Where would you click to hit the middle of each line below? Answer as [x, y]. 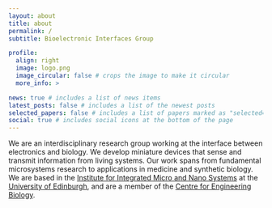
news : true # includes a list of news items [85, 98]
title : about [30, 23]
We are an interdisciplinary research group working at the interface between [136, 143]
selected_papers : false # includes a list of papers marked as [117, 113]
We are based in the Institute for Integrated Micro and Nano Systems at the [133, 178]
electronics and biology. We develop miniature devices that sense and [125, 152]
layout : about [32, 16]
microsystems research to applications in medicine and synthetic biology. [131, 169]
